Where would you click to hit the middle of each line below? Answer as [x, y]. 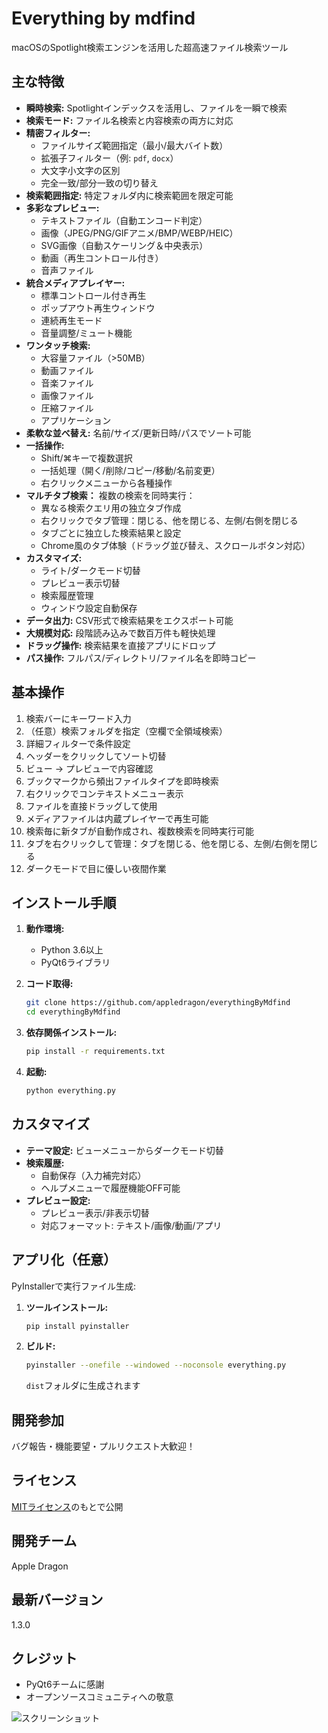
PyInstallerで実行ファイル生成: [74, 1286]
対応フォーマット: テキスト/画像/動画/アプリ [131, 1225]
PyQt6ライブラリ [75, 963]
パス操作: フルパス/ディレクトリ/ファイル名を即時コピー [141, 658]
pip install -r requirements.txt [95, 1052]
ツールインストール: [67, 1307]
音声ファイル [67, 270]
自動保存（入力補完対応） [93, 1175]
